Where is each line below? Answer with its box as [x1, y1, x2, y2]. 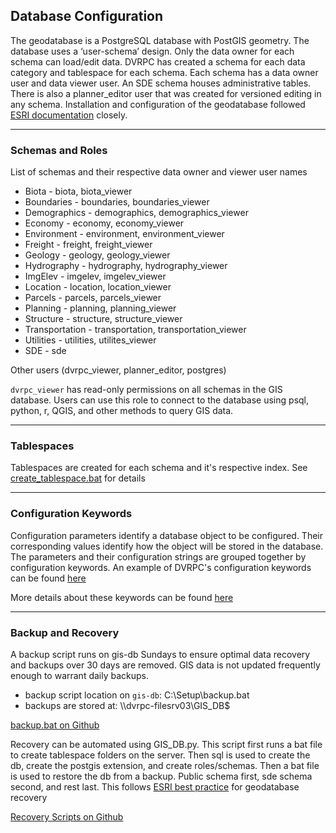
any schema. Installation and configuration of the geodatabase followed [10, 98, 306, 110]
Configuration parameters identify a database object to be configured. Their [10, 529, 323, 541]
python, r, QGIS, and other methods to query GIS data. [10, 405, 234, 417]
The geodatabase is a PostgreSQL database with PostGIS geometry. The [10, 34, 310, 46]
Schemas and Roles [10, 143, 108, 157]
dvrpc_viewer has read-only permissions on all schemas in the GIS [10, 384, 283, 396]
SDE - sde [24, 345, 67, 357]
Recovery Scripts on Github [10, 811, 124, 823]
